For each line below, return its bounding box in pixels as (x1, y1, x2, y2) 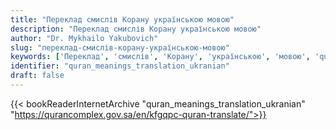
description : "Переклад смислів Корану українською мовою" (10, 24, 262, 34)
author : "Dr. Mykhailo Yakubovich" (10, 33, 159, 43)
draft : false (10, 71, 65, 81)
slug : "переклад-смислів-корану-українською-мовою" (10, 42, 230, 53)
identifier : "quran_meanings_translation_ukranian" (10, 61, 230, 71)
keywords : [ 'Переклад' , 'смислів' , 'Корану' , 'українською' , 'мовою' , (10, 52, 311, 62)
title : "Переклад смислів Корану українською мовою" (10, 14, 235, 25)
